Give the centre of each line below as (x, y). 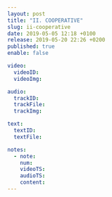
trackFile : (30, 105)
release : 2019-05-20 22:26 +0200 (56, 40)
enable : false (28, 53)
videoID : (26, 72)
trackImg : (28, 111)
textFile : (28, 137)
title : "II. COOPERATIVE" (45, 20)
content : (33, 183)
